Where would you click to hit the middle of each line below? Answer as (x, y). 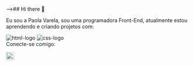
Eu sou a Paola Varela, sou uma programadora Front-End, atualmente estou (97, 20)
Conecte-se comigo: (31, 44)
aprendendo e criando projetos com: (50, 27)
